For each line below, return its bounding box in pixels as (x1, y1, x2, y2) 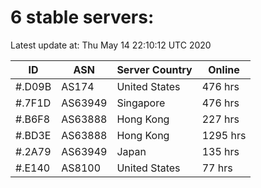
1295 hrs (201, 128, 247, 142)
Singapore (116, 96, 166, 110)
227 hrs (201, 112, 240, 126)
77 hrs (201, 161, 233, 175)
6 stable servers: (10, 6, 155, 29)
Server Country (116, 62, 193, 76)
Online (208, 62, 240, 76)
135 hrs (201, 144, 240, 158)
